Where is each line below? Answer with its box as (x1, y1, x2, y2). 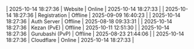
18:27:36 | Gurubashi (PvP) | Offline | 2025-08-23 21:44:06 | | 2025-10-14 (6, 30, 185, 37)
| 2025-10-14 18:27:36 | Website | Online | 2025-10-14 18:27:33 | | (6, 6, 164, 12)
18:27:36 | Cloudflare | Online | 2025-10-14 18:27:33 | (6, 37, 134, 43)
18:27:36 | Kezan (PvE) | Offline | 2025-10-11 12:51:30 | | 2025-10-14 (6, 24, 170, 31)
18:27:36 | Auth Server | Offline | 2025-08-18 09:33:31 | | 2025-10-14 (6, 18, 173, 24)
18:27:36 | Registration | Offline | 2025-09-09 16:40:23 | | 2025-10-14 (12, 12, 181, 19)
